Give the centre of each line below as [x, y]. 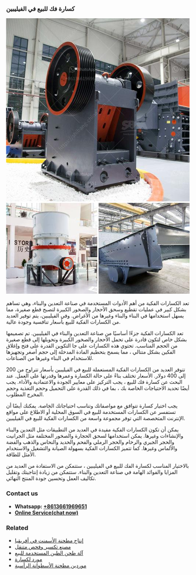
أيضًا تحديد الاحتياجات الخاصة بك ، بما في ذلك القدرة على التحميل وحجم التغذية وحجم [98, 388]
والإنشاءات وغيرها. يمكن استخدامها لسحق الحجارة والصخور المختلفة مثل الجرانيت [95, 436]
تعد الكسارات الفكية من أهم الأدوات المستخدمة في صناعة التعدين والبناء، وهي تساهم [98, 303]
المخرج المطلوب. [25, 394]
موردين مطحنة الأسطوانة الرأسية [50, 565]
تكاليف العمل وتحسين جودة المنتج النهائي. [51, 478]
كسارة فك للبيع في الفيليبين [40, 9]
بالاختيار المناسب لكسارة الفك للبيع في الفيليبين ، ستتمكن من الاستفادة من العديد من [98, 466]
